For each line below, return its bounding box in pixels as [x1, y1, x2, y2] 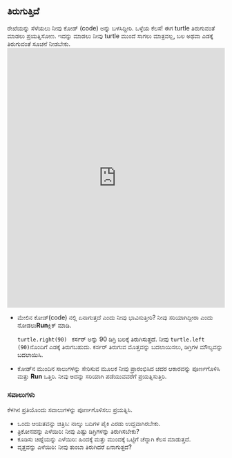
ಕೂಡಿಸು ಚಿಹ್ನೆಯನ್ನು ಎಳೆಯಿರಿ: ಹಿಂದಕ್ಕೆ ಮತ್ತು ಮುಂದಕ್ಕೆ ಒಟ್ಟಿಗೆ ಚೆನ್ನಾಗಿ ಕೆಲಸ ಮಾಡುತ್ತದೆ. [17, 435, 191, 443]
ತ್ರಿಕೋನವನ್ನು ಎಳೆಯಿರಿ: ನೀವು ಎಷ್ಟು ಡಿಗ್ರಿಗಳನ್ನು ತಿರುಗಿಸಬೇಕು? [17, 428, 139, 436]
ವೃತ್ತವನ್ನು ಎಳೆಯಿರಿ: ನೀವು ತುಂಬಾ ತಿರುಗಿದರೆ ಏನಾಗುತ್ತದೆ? [17, 443, 133, 451]
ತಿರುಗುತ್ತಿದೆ [7, 6, 40, 17]
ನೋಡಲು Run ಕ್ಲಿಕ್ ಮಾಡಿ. [17, 321, 72, 329]
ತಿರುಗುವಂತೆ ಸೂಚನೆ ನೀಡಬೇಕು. [7, 39, 71, 48]
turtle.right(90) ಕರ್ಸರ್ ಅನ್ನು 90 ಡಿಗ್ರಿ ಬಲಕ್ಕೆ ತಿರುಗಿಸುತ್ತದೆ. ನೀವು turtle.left [17, 335, 205, 343]
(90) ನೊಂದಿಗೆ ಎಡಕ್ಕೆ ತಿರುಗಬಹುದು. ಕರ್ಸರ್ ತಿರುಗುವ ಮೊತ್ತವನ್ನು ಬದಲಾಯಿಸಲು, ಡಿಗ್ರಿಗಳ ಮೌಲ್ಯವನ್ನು [17, 342, 223, 351]
